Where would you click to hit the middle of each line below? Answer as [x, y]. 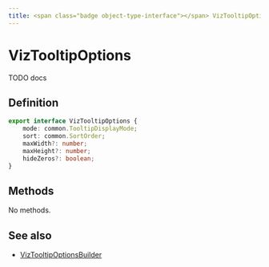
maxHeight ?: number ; [57, 151]
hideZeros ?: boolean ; [58, 158]
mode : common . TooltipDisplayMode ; [80, 129]
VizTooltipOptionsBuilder [61, 255]
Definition [33, 102]
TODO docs [28, 78]
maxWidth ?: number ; [55, 144]
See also [30, 235]
